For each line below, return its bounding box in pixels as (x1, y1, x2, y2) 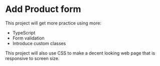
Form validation (12, 35, 45, 41)
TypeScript (12, 29, 36, 35)
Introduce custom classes (12, 40, 66, 46)
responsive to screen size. (5, 55, 60, 61)
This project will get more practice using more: (5, 20, 102, 26)
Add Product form (5, 3, 81, 15)
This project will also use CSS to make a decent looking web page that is (5, 50, 155, 56)
